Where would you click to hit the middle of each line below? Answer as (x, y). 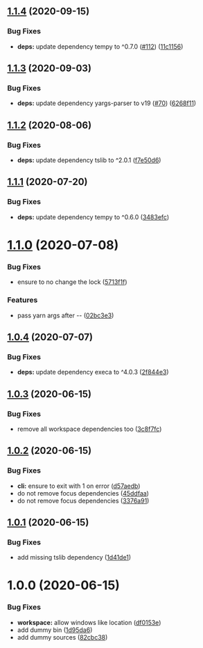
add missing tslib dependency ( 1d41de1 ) (74, 558)
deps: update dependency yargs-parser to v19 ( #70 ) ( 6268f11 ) (106, 103)
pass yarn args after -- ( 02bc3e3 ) (65, 315)
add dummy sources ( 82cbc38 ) (62, 637)
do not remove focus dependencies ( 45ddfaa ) (83, 493)
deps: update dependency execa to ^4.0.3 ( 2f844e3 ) (93, 372)
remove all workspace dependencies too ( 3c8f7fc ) (89, 429)
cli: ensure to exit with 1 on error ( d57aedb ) (79, 486)
